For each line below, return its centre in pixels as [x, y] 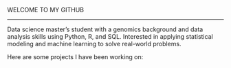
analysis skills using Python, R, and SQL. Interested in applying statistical [110, 36]
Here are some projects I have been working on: [75, 57]
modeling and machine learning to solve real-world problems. [94, 44]
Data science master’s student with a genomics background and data [105, 29]
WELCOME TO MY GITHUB [46, 10]
